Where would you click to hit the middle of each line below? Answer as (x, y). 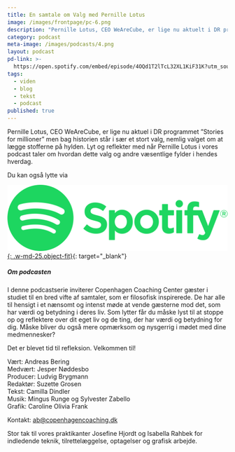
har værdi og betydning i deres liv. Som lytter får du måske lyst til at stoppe (115, 312)
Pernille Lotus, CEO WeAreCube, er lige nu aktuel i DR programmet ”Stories (115, 132)
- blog (23, 89)
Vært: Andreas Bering (38, 362)
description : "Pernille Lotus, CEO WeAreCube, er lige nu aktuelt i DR (114, 29)
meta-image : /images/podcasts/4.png (60, 44)
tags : (15, 74)
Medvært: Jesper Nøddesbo (48, 369)
